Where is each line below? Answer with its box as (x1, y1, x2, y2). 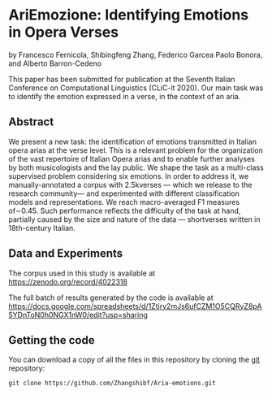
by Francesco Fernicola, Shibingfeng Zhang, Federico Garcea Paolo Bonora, (8, 50, 263, 59)
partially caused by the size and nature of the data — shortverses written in (8, 214, 261, 224)
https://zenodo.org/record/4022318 (8, 276, 128, 286)
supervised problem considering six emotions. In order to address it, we (8, 171, 249, 180)
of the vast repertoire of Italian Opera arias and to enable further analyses (8, 154, 256, 163)
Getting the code (8, 333, 95, 347)
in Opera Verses (8, 23, 119, 41)
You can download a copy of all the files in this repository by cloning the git (8, 355, 260, 365)
